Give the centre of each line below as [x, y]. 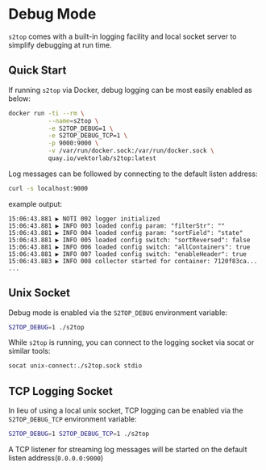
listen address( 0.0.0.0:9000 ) [56, 458]
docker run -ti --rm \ [46, 113]
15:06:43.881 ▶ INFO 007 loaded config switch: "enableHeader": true [128, 254]
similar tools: [29, 351]
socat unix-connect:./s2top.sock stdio [75, 366]
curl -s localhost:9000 [48, 188]
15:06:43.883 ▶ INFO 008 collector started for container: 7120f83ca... [133, 261]
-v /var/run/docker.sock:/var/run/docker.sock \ [131, 151]
